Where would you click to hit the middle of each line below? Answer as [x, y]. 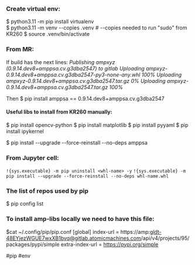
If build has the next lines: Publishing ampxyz [61, 62]
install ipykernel [25, 131]
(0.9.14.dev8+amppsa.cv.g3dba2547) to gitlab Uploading [76, 68]
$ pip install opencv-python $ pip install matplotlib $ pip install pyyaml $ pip [97, 125]
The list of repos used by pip [47, 191]
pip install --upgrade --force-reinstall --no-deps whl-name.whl [87, 176]
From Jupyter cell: [33, 157]
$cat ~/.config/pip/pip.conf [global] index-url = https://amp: [78, 232]
